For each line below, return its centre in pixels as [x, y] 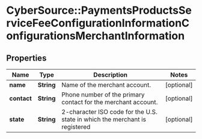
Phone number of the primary [103, 95]
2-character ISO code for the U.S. [109, 112]
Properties [26, 58]
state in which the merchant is [104, 119]
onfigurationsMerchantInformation [96, 36]
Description [110, 75]
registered [76, 127]
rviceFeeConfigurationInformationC [98, 23]
